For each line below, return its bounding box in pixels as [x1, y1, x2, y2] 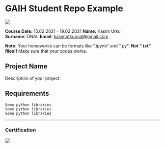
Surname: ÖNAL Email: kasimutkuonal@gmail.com [5, 33, 109, 39]
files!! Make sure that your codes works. [5, 48, 87, 54]
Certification [5, 127, 36, 133]
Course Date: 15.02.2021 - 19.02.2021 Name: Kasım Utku [5, 28, 121, 34]
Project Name [5, 62, 48, 71]
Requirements [5, 89, 49, 98]
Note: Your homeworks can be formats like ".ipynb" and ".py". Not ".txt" [5, 42, 151, 49]
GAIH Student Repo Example [5, 3, 124, 14]
